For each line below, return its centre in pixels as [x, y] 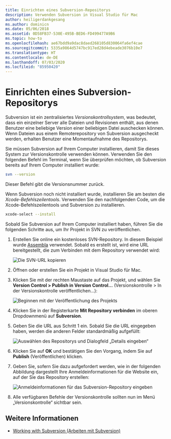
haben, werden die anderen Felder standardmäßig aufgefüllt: [77, 331]
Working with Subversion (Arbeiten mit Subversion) [67, 431]
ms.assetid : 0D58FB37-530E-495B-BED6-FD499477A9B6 [60, 34]
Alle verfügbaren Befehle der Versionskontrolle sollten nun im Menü [84, 397]
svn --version [20, 175]
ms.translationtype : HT [31, 53]
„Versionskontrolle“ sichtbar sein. [47, 402]
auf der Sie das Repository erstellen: [51, 377]
